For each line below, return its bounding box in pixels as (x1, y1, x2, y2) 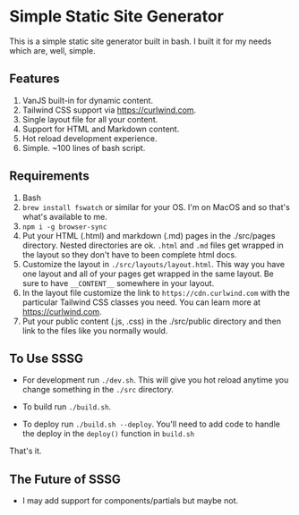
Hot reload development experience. (21, 132, 158, 144)
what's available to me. (21, 211, 107, 222)
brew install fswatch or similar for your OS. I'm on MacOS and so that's (21, 201, 291, 212)
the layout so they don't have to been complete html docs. (21, 249, 237, 260)
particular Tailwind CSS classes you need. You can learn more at (21, 297, 261, 308)
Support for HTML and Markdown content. (21, 123, 180, 134)
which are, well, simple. (9, 45, 96, 55)
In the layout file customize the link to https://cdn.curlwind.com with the (21, 287, 291, 298)
